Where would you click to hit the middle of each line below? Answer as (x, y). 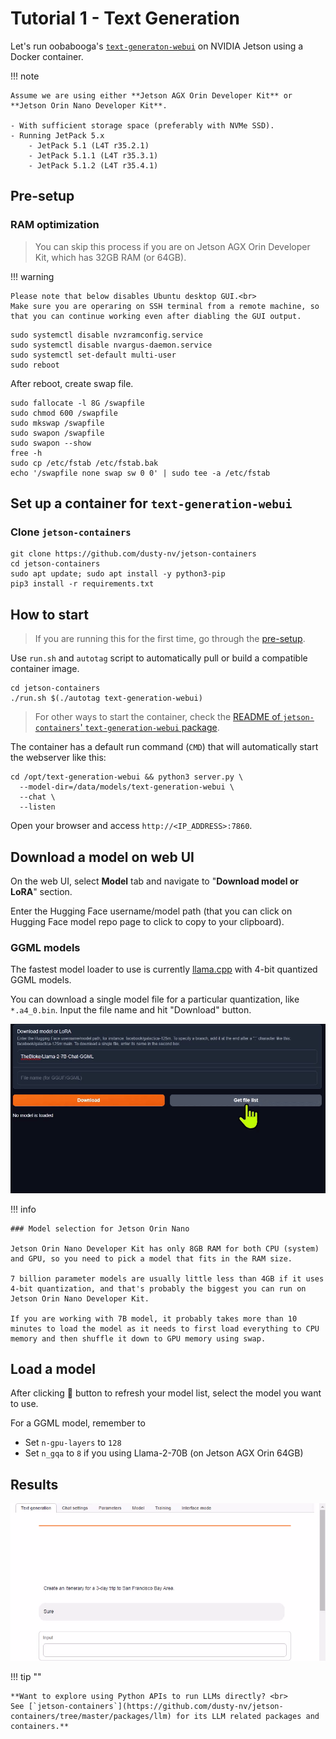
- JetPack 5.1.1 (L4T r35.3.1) (93, 155)
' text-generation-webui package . (149, 728)
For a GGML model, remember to (78, 1423)
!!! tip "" (26, 1677)
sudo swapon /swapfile (57, 433)
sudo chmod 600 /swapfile (64, 413)
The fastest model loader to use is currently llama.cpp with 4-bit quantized (164, 969)
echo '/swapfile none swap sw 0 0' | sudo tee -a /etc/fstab (140, 473)
